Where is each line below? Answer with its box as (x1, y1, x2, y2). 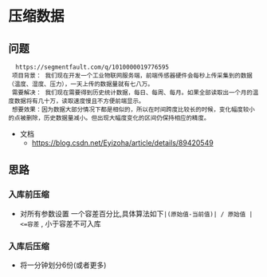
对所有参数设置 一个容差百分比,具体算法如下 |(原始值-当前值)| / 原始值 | (19, 208, 253, 218)
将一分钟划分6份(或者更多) (19, 260, 107, 270)
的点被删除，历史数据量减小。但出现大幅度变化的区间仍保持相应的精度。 (8, 114, 210, 122)
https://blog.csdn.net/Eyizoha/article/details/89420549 (31, 138, 214, 148)
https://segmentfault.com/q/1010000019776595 (15, 63, 170, 71)
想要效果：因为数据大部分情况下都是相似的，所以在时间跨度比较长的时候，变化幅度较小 (11, 105, 255, 113)
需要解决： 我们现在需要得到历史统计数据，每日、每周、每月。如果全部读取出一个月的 (11, 89, 253, 97)
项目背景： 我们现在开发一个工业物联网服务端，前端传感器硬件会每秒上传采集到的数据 (11, 72, 253, 80)
